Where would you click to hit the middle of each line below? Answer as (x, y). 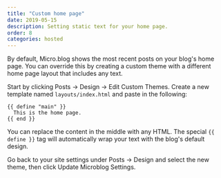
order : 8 (20, 33)
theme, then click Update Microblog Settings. (71, 167)
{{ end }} (21, 119)
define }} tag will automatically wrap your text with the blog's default (106, 139)
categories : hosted (35, 39)
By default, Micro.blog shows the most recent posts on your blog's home (111, 59)
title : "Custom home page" (46, 13)
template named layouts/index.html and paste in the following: (97, 95)
